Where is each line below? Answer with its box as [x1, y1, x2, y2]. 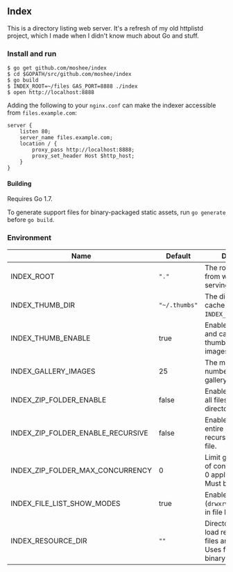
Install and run [7, 49, 57, 58]
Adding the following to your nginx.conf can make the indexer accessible [7, 101, 216, 110]
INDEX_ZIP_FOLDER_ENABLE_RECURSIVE [10, 428, 148, 438]
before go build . [7, 216, 55, 224]
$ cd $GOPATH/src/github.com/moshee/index [7, 71, 132, 78]
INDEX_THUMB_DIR [10, 300, 75, 310]
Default [166, 251, 191, 260]
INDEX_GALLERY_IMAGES [10, 366, 96, 376]
